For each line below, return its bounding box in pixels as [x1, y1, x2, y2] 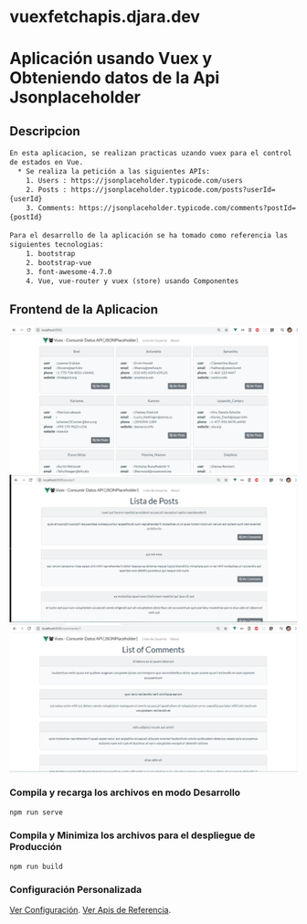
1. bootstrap [26, 250, 76, 259]
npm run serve [9, 808, 64, 817]
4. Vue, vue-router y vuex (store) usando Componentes [26, 277, 239, 286]
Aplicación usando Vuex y [9, 48, 213, 69]
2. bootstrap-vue [26, 259, 92, 268]
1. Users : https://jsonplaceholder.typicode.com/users [26, 176, 244, 186]
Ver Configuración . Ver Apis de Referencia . [9, 904, 172, 915]
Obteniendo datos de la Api [9, 68, 220, 89]
